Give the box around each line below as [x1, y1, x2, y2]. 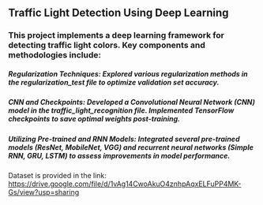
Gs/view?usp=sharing [8, 188, 80, 197]
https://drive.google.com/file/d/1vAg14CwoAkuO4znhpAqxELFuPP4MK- [8, 179, 242, 188]
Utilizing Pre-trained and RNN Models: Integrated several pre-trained [8, 134, 240, 143]
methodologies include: [8, 50, 101, 61]
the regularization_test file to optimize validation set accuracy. [8, 77, 220, 87]
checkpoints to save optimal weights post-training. [8, 114, 180, 124]
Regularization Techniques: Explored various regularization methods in [8, 69, 249, 78]
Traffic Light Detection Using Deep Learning [8, 6, 229, 20]
